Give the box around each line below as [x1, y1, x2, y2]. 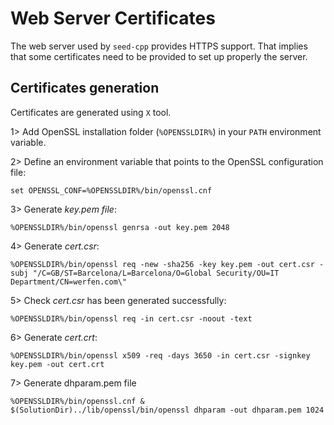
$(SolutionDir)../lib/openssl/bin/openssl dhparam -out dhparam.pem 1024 [10, 405, 325, 415]
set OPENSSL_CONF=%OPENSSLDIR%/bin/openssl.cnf [10, 185, 213, 196]
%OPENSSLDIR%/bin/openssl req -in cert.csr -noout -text [10, 313, 253, 324]
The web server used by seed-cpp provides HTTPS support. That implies [10, 40, 308, 52]
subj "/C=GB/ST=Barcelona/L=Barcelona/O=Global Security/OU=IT [10, 268, 280, 278]
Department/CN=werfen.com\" [10, 277, 128, 287]
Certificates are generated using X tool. [10, 106, 172, 118]
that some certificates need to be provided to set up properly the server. [10, 50, 308, 62]
